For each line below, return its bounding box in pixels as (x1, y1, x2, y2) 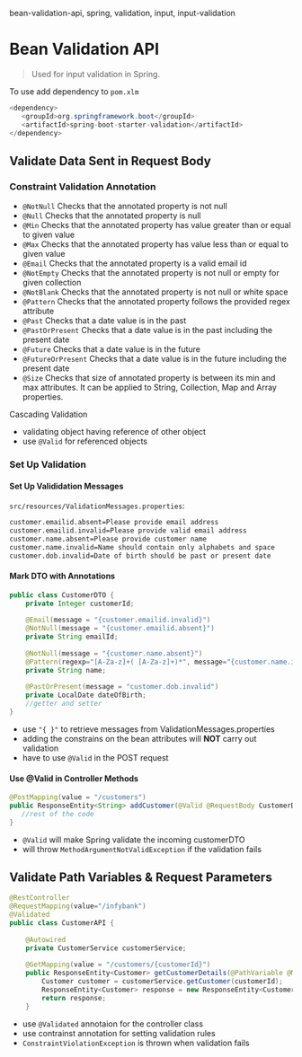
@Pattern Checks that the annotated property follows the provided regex (22, 296, 290, 307)
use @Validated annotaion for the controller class (22, 1018, 204, 1029)
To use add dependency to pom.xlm (9, 85, 139, 97)
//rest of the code (21, 809, 94, 818)
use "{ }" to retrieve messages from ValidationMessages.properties (22, 723, 276, 735)
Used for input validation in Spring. (31, 68, 160, 79)
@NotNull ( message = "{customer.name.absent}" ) (25, 648, 203, 658)
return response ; (41, 993, 106, 1002)
